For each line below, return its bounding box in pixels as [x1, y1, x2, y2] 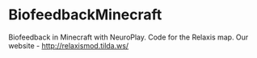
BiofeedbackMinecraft [8, 6, 162, 24]
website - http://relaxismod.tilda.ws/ [8, 40, 129, 50]
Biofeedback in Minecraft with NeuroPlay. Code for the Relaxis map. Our [8, 32, 249, 42]
